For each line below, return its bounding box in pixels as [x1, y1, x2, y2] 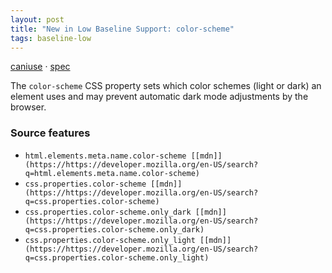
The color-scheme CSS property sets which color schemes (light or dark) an [10, 80, 322, 92]
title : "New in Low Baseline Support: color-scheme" [10, 24, 235, 34]
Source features [10, 126, 91, 140]
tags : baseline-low [10, 33, 92, 43]
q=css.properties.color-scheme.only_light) [24, 252, 210, 263]
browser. [10, 101, 47, 113]
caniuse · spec [10, 61, 71, 73]
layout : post [10, 14, 65, 25]
